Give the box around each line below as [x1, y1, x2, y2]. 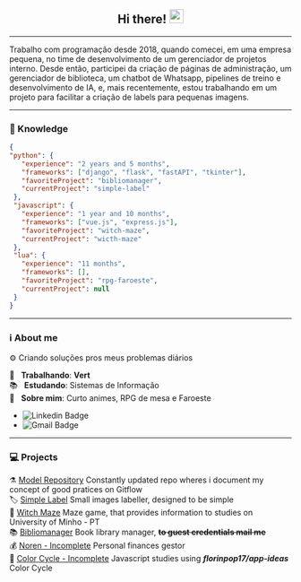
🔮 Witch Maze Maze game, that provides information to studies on [9, 508, 254, 518]
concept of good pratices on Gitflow [9, 484, 143, 495]
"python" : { [9, 151, 54, 160]
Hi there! [117, 12, 168, 27]
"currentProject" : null [21, 284, 110, 293]
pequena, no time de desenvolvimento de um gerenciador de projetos [9, 53, 267, 64]
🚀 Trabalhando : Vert [9, 369, 91, 380]
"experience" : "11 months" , [21, 259, 126, 269]
